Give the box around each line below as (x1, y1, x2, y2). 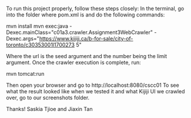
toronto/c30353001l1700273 (6, 41, 75, 48)
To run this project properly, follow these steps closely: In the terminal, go (6, 5, 185, 12)
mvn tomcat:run (6, 70, 45, 77)
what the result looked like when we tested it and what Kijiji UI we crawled (6, 88, 185, 95)
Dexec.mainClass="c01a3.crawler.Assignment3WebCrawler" (6, 29, 153, 36)
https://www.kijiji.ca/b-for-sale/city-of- (39, 35, 133, 42)
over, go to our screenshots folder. (6, 94, 90, 101)
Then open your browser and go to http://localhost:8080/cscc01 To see (6, 82, 179, 89)
